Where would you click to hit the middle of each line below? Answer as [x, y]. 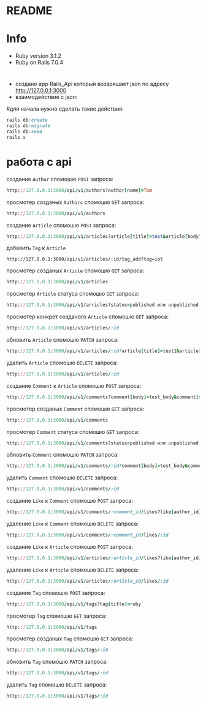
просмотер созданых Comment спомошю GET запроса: [75, 409]
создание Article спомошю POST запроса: [61, 225]
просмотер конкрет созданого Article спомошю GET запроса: [88, 317]
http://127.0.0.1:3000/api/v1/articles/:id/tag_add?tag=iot [85, 259]
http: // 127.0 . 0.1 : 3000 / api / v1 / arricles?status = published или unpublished [103, 305]
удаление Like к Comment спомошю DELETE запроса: [73, 524]
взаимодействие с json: [46, 97]
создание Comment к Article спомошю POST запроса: [74, 385]
